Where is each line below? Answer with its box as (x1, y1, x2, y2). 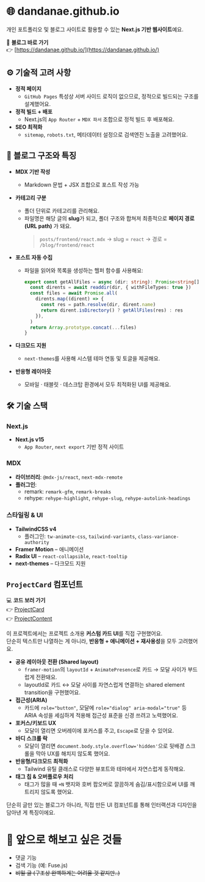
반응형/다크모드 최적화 (15, 758, 68, 765)
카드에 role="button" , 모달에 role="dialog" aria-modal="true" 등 (24, 704, 187, 711)
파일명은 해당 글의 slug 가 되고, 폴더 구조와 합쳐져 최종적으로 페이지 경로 (24, 214, 195, 222)
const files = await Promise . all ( (29, 290, 118, 296)
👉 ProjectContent (6, 615, 52, 622)
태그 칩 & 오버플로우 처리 (15, 773, 74, 780)
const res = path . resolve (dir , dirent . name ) (40, 302, 156, 308)
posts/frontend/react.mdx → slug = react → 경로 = (39, 235, 168, 242)
